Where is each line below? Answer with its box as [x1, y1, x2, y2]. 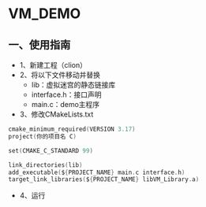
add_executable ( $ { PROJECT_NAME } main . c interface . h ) [8, 168, 185, 176]
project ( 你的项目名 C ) [8, 132, 77, 140]
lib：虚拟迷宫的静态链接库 [31, 80, 116, 89]
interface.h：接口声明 [31, 90, 102, 99]
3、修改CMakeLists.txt [19, 109, 94, 119]
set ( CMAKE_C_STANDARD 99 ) [8, 146, 93, 154]
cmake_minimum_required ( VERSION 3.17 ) [8, 125, 136, 133]
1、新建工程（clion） [19, 61, 87, 69]
